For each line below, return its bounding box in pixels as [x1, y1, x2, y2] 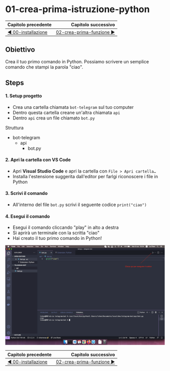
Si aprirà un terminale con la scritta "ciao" [12, 230, 100, 236]
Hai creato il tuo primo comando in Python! [12, 235, 102, 241]
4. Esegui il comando [5, 213, 50, 219]
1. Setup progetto [5, 93, 42, 99]
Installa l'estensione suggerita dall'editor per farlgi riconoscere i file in [12, 173, 158, 179]
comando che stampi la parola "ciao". [5, 64, 83, 70]
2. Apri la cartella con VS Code [5, 157, 71, 163]
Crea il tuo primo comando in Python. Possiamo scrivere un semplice [5, 59, 149, 64]
